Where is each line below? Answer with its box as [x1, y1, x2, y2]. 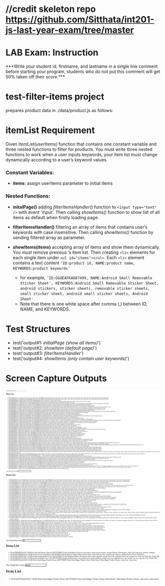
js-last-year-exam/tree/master [5, 25, 134, 36]
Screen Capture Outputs [5, 373, 107, 384]
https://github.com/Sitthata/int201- [5, 14, 154, 25]
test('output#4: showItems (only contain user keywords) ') [12, 355, 130, 361]
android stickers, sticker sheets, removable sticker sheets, [20, 286, 150, 291]
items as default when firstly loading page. [12, 214, 99, 220]
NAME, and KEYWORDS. [20, 306, 70, 312]
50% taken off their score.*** [5, 74, 65, 80]
